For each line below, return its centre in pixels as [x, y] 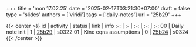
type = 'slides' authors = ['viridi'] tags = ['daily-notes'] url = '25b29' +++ [94, 15]
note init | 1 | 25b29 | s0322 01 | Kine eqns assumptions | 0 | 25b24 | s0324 [97, 32]
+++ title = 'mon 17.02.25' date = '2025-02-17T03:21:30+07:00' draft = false [98, 8]
